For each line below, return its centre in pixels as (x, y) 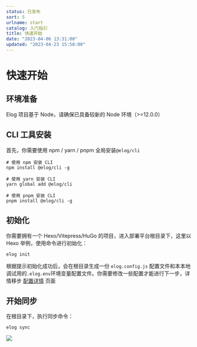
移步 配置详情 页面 (33, 280)
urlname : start (25, 22)
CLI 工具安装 (29, 135)
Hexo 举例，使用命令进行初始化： (47, 243)
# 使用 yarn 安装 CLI (31, 179)
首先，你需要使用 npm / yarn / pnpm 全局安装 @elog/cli (73, 150)
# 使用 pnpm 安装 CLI (31, 195)
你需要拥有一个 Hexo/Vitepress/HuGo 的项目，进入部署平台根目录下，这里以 (99, 235)
